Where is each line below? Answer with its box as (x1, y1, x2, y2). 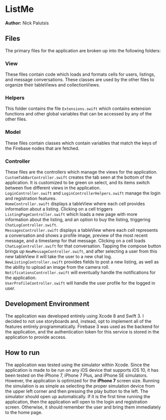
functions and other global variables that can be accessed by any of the (5, 111, 152, 117)
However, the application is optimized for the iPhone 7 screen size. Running (5, 377, 160, 384)
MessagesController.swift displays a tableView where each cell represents (5, 227, 158, 233)
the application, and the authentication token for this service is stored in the (5, 328, 160, 334)
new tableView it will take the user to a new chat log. (5, 253, 112, 259)
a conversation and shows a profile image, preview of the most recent (5, 232, 148, 238)
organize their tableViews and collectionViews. (5, 82, 101, 88)
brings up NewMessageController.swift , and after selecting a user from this (5, 248, 158, 254)
